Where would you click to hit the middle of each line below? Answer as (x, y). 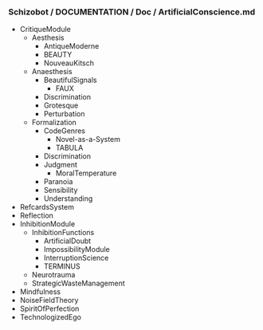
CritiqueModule (45, 29)
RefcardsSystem (47, 207)
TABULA (69, 148)
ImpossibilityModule (77, 249)
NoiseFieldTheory (49, 301)
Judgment (61, 165)
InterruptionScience (76, 258)
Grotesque (61, 105)
